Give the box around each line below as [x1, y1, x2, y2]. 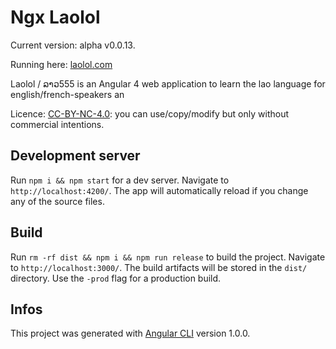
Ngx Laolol [10, 6, 101, 29]
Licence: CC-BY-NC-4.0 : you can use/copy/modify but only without [10, 107, 289, 120]
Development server [10, 147, 141, 165]
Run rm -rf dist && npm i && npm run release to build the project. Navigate [10, 251, 326, 263]
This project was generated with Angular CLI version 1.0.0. [10, 327, 251, 340]
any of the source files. [10, 195, 105, 207]
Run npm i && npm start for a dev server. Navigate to [10, 174, 230, 186]
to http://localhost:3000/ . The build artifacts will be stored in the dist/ [10, 261, 308, 273]
